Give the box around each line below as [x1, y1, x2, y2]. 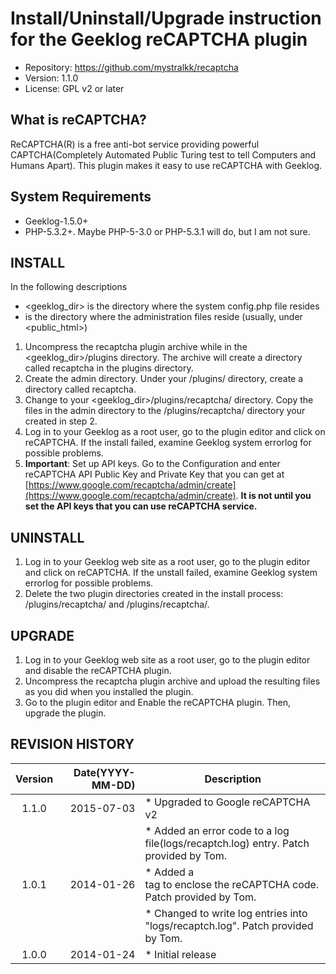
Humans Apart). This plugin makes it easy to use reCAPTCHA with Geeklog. [10, 159, 323, 171]
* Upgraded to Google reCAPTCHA [144, 795, 311, 809]
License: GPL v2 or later [24, 82, 125, 94]
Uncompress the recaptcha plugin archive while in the [24, 341, 248, 353]
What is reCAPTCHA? [10, 112, 147, 129]
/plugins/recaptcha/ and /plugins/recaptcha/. [24, 598, 210, 611]
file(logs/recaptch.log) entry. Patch [144, 836, 310, 850]
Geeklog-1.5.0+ [24, 215, 89, 227]
